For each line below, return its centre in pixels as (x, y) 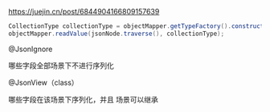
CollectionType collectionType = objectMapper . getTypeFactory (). (120, 26)
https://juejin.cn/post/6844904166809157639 (84, 12)
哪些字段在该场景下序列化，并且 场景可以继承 (83, 99)
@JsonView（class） (43, 82)
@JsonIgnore (31, 49)
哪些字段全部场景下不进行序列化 (61, 65)
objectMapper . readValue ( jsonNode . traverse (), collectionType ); (117, 34)
